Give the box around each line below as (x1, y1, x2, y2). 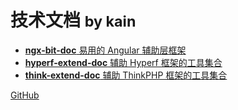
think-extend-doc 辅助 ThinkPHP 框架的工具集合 (24, 69, 228, 81)
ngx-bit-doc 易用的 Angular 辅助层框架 (24, 44, 187, 56)
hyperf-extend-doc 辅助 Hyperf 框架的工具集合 (24, 56, 223, 68)
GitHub (10, 89, 40, 101)
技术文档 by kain (10, 9, 137, 32)
